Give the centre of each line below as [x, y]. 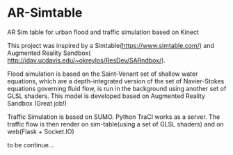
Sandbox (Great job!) [37, 103]
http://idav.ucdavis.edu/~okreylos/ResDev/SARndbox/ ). [86, 60]
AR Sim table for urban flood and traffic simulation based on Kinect [103, 32]
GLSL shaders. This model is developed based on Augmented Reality [106, 96]
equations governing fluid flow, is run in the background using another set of [117, 88]
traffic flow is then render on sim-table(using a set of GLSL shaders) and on [115, 124]
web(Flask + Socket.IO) [41, 131]
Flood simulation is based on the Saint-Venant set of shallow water [103, 74]
